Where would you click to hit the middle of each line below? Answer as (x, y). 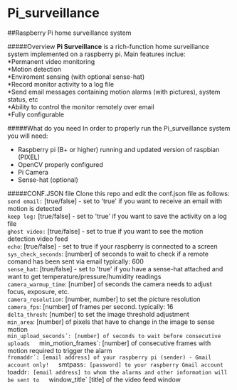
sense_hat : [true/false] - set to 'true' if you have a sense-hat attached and (115, 269)
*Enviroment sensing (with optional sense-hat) (76, 77)
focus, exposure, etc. (38, 291)
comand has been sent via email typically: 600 (75, 261)
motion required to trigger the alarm (60, 350)
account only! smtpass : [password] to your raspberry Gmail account (116, 364)
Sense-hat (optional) (48, 180)
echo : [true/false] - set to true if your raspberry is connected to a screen (113, 246)
